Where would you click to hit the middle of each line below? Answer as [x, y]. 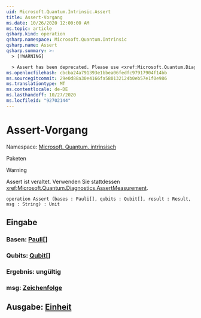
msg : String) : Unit [33, 204]
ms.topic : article [29, 28]
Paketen [16, 158]
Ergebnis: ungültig [34, 271]
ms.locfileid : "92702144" [38, 101]
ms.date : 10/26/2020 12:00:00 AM [48, 23]
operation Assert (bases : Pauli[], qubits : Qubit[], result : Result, [99, 199]
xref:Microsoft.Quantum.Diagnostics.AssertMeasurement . [77, 188]
